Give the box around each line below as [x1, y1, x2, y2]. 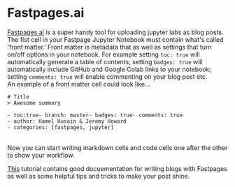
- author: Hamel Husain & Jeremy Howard [7, 117, 127, 125]
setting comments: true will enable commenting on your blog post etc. [7, 72, 208, 81]
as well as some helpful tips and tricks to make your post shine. [7, 172, 190, 180]
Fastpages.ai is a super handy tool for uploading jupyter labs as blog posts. [7, 28, 224, 36]
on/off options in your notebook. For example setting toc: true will [7, 50, 201, 59]
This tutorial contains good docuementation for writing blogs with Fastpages [7, 164, 227, 172]
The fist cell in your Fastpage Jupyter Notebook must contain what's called [7, 35, 224, 43]
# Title [7, 93, 30, 100]
